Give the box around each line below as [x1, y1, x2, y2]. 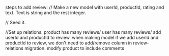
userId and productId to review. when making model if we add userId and [5, 35, 159, 40]
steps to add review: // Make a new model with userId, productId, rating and [5, 5, 164, 10]
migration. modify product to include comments [24, 45, 125, 51]
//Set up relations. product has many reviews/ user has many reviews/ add [5, 29, 161, 35]
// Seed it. [5, 20, 26, 25]
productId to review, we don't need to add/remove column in [5, 40, 132, 46]
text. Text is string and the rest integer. [5, 10, 87, 16]
